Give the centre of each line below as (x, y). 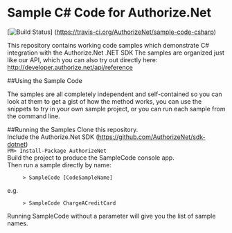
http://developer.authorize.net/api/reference (70, 67)
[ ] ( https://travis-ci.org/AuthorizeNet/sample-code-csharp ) (112, 32)
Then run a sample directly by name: (60, 165)
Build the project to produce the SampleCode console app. (91, 158)
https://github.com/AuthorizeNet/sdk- (152, 137)
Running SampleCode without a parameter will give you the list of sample (111, 216)
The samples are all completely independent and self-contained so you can (115, 94)
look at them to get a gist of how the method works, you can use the (105, 101)
